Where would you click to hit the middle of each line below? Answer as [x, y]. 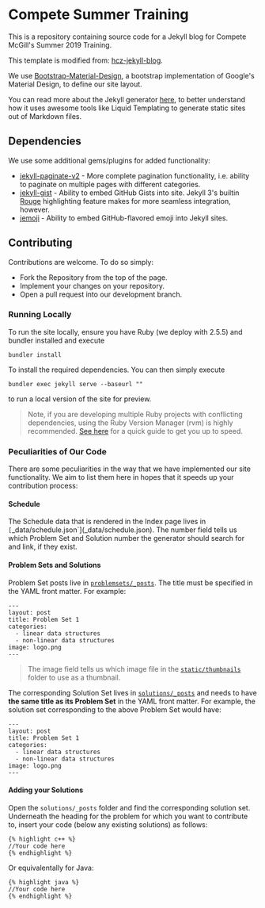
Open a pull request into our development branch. [101, 294]
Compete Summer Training [98, 15]
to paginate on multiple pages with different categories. [110, 184]
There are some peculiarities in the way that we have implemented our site [130, 469]
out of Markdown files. [45, 116]
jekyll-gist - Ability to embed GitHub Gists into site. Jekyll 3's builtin [129, 193]
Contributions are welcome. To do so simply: [81, 262]
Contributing [40, 243]
